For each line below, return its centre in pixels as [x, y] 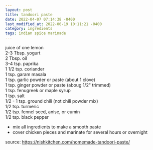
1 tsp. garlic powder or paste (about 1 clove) [50, 80]
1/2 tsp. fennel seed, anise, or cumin [43, 112]
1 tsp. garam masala [26, 74]
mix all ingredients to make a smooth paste [57, 127]
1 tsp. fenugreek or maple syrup [38, 90]
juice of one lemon [24, 48]
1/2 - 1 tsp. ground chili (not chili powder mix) [52, 101]
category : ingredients [29, 29]
